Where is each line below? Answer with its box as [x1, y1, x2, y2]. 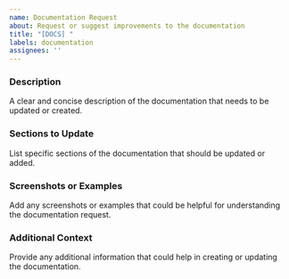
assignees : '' [9, 46, 62, 55]
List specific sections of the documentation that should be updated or [9, 148, 266, 159]
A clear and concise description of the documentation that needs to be [9, 95, 269, 107]
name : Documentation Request [9, 12, 118, 22]
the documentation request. [9, 209, 111, 220]
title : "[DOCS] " [9, 29, 74, 38]
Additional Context [9, 231, 93, 243]
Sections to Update [9, 127, 95, 140]
